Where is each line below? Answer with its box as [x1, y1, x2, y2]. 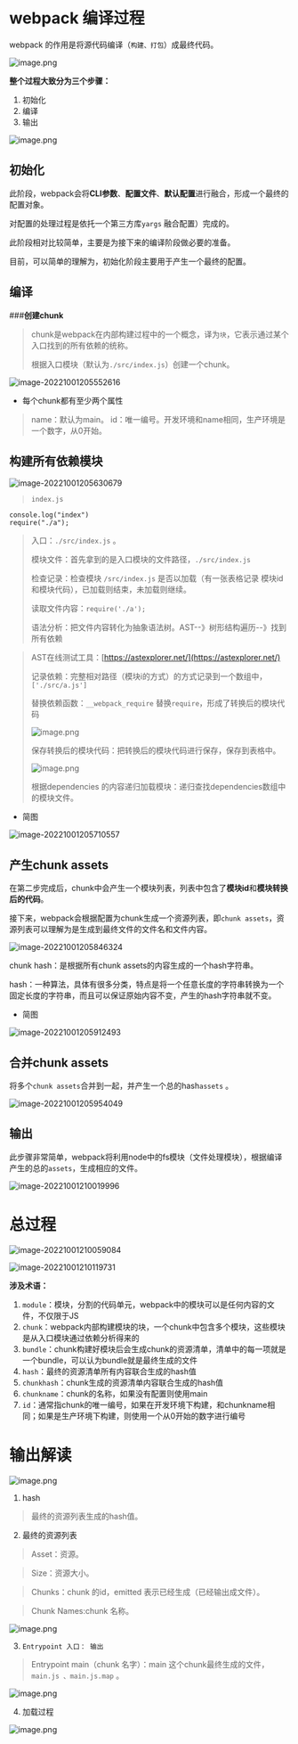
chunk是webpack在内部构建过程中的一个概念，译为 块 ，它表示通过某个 [30, 329, 289, 340]
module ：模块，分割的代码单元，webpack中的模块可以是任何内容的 [21, 1298, 267, 1310]
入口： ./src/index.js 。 [30, 536, 121, 546]
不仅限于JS [37, 1310, 79, 1321]
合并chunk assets [9, 1055, 109, 1070]
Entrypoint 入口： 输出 [21, 1642, 104, 1651]
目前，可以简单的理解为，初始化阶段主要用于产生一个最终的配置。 [9, 256, 251, 266]
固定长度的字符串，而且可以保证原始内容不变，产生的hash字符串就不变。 [9, 990, 277, 1001]
